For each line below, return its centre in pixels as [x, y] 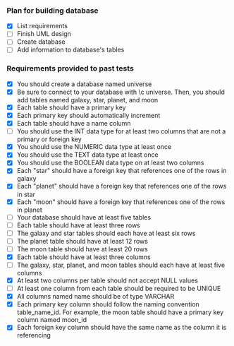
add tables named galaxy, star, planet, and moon [87, 100]
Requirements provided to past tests [70, 68]
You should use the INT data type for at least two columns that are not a [121, 131]
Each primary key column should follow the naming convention [108, 304]
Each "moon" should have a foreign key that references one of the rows [121, 202]
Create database [41, 42]
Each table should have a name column [74, 124]
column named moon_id [52, 320]
